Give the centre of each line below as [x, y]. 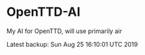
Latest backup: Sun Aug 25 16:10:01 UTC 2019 [72, 44]
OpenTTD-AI [43, 12]
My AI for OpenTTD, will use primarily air [64, 31]
